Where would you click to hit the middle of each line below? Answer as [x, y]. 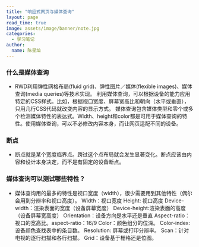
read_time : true [26, 23]
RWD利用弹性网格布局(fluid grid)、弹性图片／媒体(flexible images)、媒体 [104, 86]
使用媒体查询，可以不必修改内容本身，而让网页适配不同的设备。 [103, 124]
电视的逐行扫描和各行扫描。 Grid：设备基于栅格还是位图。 [86, 237]
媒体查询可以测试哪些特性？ [46, 179]
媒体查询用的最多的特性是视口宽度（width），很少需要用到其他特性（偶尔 [104, 193]
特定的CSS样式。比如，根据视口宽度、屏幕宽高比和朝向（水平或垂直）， [102, 101]
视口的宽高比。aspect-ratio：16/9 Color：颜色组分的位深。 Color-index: [102, 223]
